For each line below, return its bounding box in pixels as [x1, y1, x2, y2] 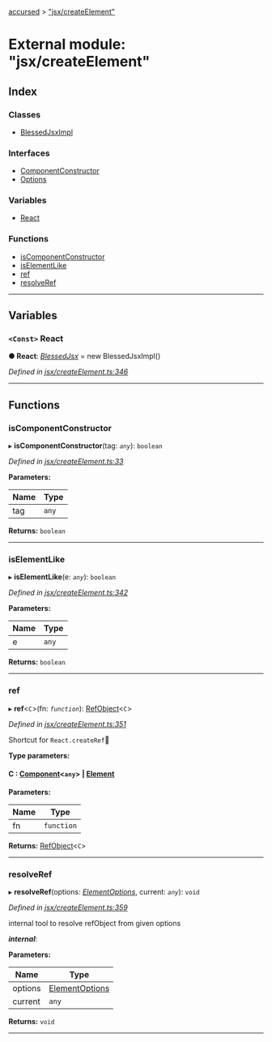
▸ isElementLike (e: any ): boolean [8, 572, 116, 582]
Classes [8, 109, 41, 120]
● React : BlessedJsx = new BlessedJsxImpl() [8, 352, 161, 361]
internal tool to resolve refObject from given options [8, 919, 181, 929]
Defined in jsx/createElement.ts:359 [8, 903, 128, 912]
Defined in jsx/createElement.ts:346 [8, 367, 129, 377]
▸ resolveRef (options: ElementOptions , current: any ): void [8, 887, 200, 897]
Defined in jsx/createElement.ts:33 [8, 457, 124, 467]
